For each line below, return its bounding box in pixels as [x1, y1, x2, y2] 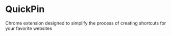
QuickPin [5, 3, 45, 15]
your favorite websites [5, 25, 53, 31]
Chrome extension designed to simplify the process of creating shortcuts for [5, 20, 166, 26]
